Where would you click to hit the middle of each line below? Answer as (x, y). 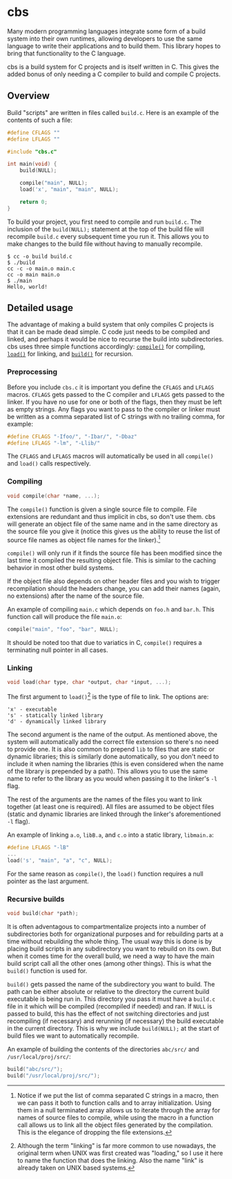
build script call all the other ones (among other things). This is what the (109, 963)
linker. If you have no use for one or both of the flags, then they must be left (115, 402)
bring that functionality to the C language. (66, 53)
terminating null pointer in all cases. (58, 650)
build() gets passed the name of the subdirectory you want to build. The (111, 984)
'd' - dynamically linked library (57, 722)
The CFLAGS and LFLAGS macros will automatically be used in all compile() (110, 456)
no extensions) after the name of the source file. (76, 596)
